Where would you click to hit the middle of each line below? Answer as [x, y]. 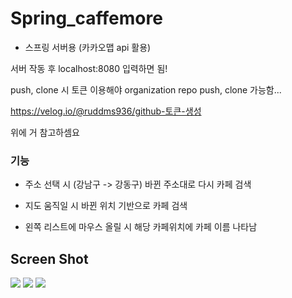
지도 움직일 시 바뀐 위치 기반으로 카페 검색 [106, 206]
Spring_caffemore [86, 18]
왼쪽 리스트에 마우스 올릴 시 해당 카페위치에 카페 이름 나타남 [141, 227]
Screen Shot [49, 258]
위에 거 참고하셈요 [45, 132]
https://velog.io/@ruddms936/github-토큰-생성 [106, 111]
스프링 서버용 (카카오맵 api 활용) [88, 47]
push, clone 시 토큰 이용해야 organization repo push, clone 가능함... [146, 89]
